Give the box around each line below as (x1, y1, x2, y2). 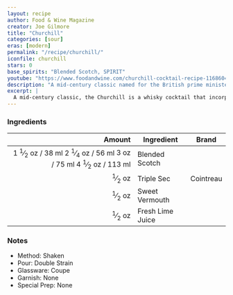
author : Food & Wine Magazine (7, 17, 95, 24)
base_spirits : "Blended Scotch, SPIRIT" (7, 68, 126, 75)
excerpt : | (7, 87, 39, 94)
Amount (103, 135, 131, 144)
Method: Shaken (17, 251, 64, 260)
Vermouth (137, 195, 170, 205)
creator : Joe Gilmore (7, 23, 70, 30)
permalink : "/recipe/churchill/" (7, 49, 104, 56)
